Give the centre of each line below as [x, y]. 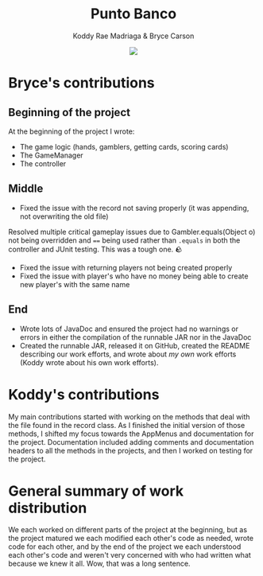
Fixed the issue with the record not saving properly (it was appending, [134, 208]
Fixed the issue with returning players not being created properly [126, 267]
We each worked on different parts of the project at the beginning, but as [128, 530]
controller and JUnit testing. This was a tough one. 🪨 [95, 249]
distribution [48, 508]
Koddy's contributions [84, 394]
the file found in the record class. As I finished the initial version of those [127, 425]
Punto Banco [133, 14]
